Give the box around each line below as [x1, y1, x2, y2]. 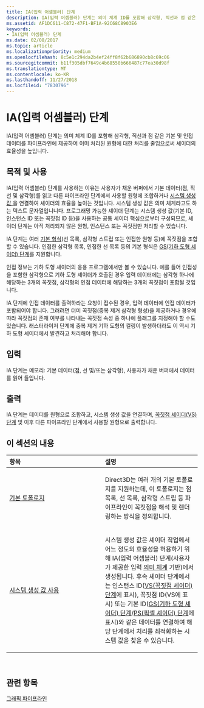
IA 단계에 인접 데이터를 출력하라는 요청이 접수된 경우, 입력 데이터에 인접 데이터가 [6, 299, 196, 306]
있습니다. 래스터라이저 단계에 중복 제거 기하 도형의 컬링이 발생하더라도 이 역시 [6, 322, 189, 329]
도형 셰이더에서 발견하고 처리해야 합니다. [12, 330, 109, 337]
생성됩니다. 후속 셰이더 [105, 572, 166, 581]
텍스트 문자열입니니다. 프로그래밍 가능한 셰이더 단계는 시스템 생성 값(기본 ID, [12, 207, 193, 214]
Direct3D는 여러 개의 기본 [105, 476, 175, 484]
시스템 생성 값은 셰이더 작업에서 [105, 536, 190, 544]
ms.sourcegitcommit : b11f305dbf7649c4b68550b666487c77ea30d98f [6, 60, 170, 66]
